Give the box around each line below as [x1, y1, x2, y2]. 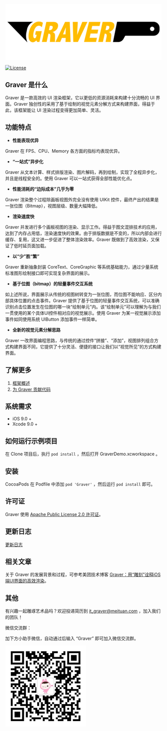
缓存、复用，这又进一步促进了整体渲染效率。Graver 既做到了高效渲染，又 [5, 236, 156, 242]
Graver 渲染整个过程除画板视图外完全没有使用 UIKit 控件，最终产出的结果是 [5, 196, 159, 202]
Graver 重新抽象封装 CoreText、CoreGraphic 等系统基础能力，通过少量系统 [5, 264, 159, 270]
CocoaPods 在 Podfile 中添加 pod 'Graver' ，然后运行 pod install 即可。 [5, 481, 156, 487]
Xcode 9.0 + [12, 421, 38, 427]
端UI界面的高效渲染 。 [5, 578, 49, 584]
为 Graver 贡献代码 [12, 386, 51, 392]
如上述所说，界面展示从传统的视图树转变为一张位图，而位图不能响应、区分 [5, 291, 158, 297]
